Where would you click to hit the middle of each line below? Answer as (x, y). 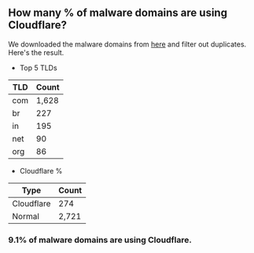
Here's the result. (36, 52)
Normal (26, 216)
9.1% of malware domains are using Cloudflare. (100, 240)
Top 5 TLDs (38, 68)
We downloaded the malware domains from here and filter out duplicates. (127, 44)
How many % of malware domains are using (118, 13)
